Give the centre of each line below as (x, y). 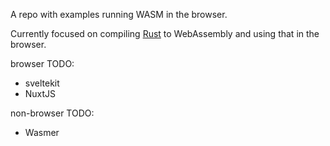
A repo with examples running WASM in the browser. (119, 14)
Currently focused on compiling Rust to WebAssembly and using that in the (165, 33)
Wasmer (42, 132)
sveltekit (42, 83)
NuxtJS (40, 93)
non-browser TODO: (52, 113)
